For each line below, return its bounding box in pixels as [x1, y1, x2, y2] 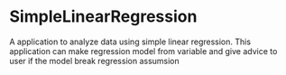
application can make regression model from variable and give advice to [9, 45, 278, 56]
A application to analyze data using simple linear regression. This [9, 36, 251, 47]
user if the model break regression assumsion [9, 55, 180, 66]
